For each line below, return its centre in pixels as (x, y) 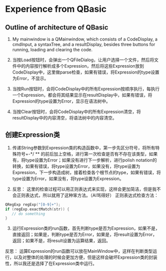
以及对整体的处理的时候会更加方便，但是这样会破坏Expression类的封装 (85, 257)
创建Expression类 (33, 135)
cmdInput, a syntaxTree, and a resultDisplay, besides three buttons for (84, 44)
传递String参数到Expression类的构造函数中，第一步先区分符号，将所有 (84, 148)
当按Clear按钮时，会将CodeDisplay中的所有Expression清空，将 (77, 112)
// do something (28, 214)
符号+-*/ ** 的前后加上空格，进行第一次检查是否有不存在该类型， (83, 154)
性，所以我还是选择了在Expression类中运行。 (51, 264)
